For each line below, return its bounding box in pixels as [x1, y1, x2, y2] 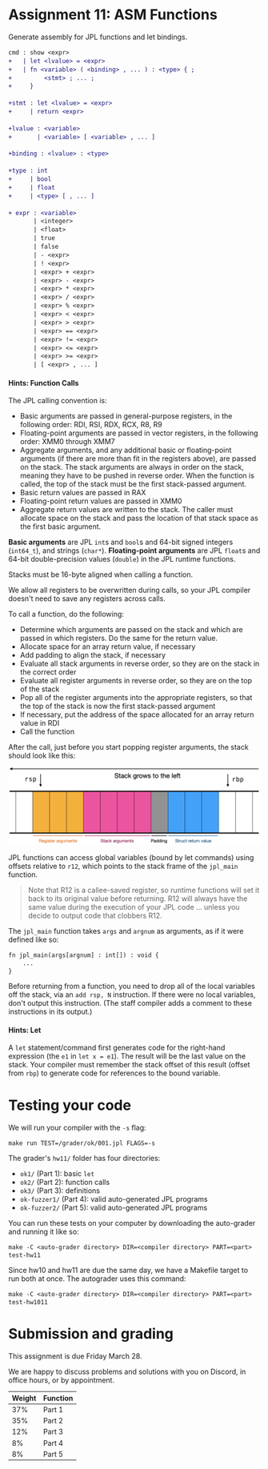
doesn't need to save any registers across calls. [8, 594, 166, 603]
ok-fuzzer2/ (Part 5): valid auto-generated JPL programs [19, 1203, 208, 1213]
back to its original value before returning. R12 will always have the [27, 894, 248, 903]
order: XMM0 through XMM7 [19, 437, 115, 446]
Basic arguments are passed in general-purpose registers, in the [19, 411, 233, 421]
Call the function [19, 726, 74, 737]
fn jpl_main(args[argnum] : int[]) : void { [8, 951, 159, 959]
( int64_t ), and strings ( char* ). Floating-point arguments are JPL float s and [8, 546, 261, 555]
